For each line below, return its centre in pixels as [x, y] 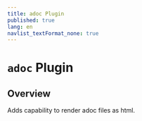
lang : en [20, 27]
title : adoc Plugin [36, 14]
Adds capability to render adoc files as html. [71, 111]
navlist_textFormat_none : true [53, 33]
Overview [29, 93]
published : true [31, 20]
